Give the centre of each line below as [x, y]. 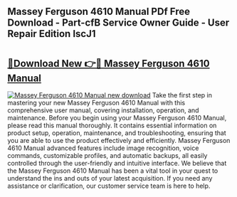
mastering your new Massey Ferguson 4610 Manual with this [96, 103]
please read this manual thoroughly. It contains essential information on [112, 125]
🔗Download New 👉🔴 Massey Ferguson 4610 [109, 63]
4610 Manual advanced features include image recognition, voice [103, 148]
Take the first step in [182, 95]
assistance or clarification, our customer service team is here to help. [109, 186]
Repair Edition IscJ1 [52, 34]
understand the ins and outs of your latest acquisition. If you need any [110, 178]
